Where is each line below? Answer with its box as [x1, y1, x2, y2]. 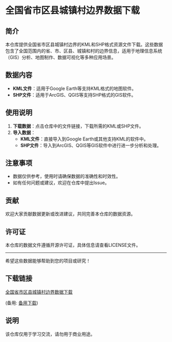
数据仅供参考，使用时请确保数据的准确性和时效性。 [12, 173, 121, 179]
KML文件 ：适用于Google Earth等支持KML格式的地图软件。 [12, 85, 137, 92]
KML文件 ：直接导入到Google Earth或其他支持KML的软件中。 [20, 136, 148, 142]
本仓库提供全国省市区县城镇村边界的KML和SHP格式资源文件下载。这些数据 [5, 42, 163, 47]
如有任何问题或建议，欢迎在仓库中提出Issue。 [12, 179, 110, 186]
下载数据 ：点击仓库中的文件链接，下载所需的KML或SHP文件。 [12, 123, 144, 129]
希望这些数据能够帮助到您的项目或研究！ [5, 258, 91, 264]
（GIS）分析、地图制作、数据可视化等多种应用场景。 [5, 55, 116, 60]
